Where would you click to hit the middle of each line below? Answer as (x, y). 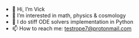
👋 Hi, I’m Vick (28, 9)
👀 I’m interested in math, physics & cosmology (69, 15)
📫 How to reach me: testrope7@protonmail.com (72, 28)
